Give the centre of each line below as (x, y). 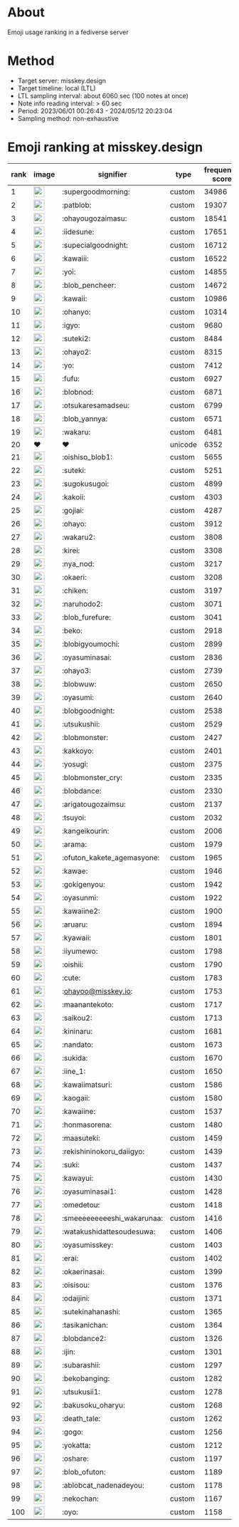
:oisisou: (76, 1285)
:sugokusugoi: (85, 484)
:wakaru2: (78, 537)
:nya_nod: (78, 563)
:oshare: (75, 1459)
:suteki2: (76, 338)
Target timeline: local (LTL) (57, 88)
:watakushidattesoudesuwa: (108, 1231)
